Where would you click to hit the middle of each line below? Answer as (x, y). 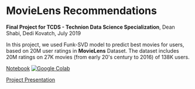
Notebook (18, 68)
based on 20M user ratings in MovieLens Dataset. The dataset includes (93, 50)
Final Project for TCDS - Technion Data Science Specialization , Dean (91, 27)
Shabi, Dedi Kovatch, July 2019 (43, 33)
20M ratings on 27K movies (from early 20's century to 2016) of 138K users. (98, 57)
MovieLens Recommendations (81, 11)
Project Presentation (31, 80)
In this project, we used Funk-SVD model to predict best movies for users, (95, 44)
